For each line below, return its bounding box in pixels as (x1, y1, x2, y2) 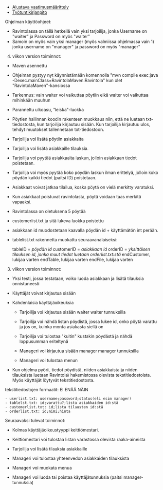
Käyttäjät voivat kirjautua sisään (12, 290, 76, 296)
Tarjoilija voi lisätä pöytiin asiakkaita (12, 136, 84, 142)
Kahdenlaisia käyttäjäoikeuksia (12, 300, 74, 305)
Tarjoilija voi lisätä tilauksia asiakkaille (12, 446, 88, 451)
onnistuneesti (12, 281, 40, 286)
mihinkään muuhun (12, 97, 51, 103)
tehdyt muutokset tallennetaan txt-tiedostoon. (12, 127, 105, 132)
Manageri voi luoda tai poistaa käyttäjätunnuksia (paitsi (12, 474, 123, 480)
